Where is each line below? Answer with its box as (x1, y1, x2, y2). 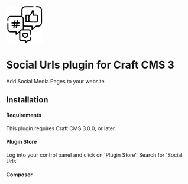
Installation (6, 95, 48, 105)
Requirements (6, 111, 42, 118)
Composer (6, 171, 33, 178)
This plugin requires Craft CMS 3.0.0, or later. (6, 124, 116, 132)
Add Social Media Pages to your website (6, 78, 105, 85)
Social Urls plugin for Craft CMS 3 (6, 59, 174, 72)
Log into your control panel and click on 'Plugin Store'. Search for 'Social (6, 151, 183, 159)
